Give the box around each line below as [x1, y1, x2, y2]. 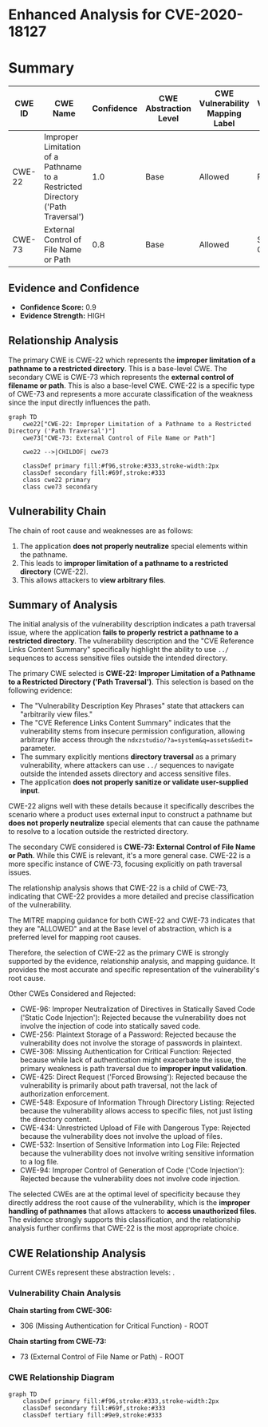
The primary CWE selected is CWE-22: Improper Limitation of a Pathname [8, 669, 256, 678]
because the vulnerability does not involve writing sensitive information [19, 1148, 254, 1158]
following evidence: [8, 686, 73, 695]
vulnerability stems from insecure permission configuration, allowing [19, 726, 246, 736]
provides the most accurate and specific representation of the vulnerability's [8, 965, 260, 974]
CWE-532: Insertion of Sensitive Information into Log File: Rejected [19, 1140, 241, 1150]
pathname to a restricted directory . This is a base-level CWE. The [8, 363, 227, 373]
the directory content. [19, 1115, 92, 1125]
